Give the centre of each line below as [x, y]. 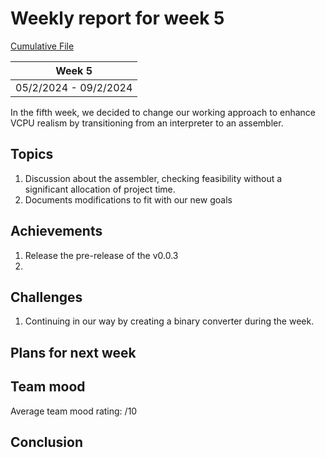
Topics [32, 154]
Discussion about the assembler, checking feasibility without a [153, 178]
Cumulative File [42, 46]
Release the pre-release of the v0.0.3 [101, 255]
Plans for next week [73, 352]
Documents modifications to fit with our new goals [128, 199]
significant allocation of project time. [100, 189]
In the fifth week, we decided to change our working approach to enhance [163, 112]
